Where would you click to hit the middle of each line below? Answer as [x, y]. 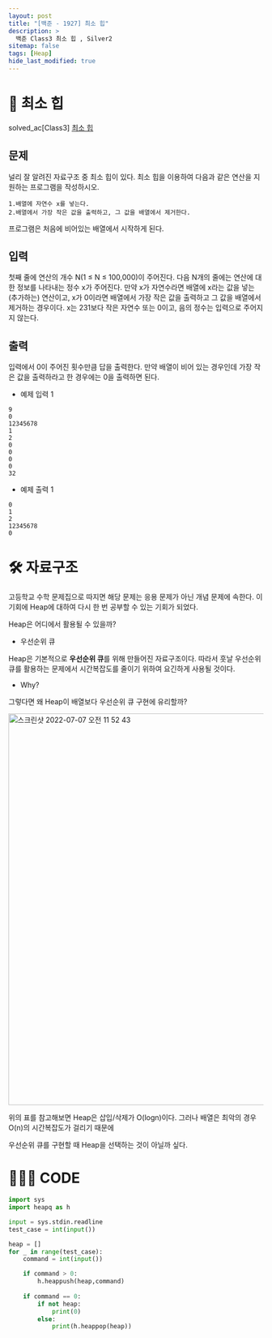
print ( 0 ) [66, 1311]
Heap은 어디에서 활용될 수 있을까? [62, 624]
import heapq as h [39, 1208]
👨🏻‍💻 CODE [45, 1178]
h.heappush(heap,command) [81, 1281]
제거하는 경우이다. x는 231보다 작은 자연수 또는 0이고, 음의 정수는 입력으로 [125, 308]
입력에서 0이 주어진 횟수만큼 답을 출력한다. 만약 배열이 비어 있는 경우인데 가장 [130, 367]
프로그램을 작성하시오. [64, 186]
